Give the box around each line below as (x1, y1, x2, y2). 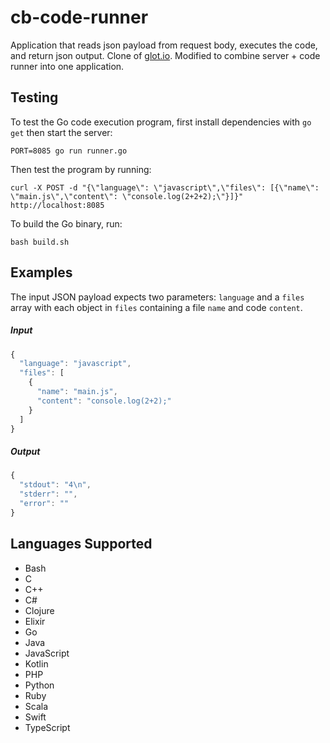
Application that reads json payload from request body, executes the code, (10, 39, 318, 51)
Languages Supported (10, 536, 153, 553)
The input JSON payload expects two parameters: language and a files (10, 291, 305, 303)
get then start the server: (10, 126, 113, 138)
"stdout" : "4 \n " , (19, 480, 92, 490)
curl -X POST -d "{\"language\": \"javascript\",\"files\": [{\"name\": (10, 182, 320, 193)
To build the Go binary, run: (10, 217, 123, 230)
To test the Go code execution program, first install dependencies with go (10, 116, 312, 128)
